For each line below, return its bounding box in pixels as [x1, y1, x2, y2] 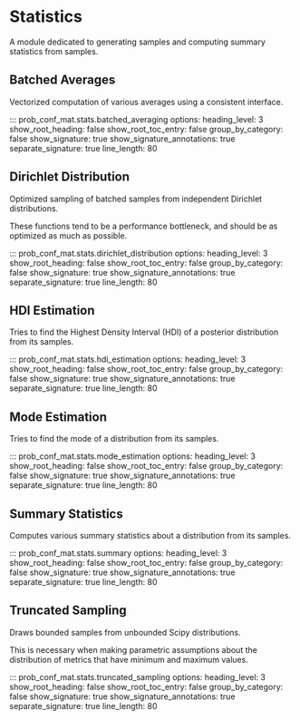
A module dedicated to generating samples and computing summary [9, 36, 266, 47]
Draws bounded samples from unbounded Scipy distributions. [9, 627, 241, 637]
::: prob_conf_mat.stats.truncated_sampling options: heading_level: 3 [9, 671, 266, 682]
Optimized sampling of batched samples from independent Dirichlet [9, 193, 263, 204]
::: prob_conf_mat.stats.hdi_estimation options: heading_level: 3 [9, 354, 247, 365]
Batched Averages [9, 73, 116, 88]
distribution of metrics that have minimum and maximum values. [9, 654, 249, 665]
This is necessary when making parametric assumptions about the [9, 644, 258, 655]
